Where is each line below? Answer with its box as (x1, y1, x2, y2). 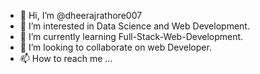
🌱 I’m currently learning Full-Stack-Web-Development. (19, 31, 244, 42)
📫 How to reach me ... (19, 53, 113, 64)
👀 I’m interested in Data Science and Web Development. (19, 20, 250, 32)
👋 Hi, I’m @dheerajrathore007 (19, 10, 143, 21)
